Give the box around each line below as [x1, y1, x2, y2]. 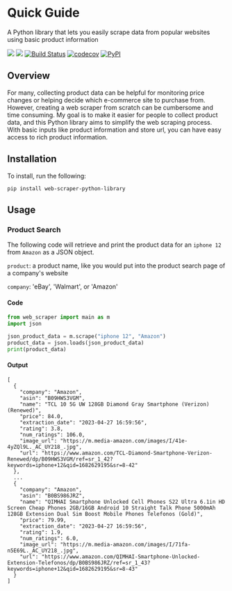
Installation [7, 153, 57, 165]
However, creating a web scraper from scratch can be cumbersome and [7, 103, 214, 112]
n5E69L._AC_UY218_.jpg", [7, 547, 79, 555]
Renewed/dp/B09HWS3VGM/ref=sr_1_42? [7, 456, 113, 463]
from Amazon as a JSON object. [7, 248, 95, 256]
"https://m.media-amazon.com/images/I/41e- [60, 438, 188, 445]
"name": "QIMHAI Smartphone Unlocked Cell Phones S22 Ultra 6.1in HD [19, 498, 226, 506]
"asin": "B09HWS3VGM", [19, 395, 85, 402]
